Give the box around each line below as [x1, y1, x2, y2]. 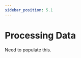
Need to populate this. [5, 47, 51, 53]
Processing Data [5, 29, 76, 41]
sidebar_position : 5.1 [5, 7, 53, 13]
